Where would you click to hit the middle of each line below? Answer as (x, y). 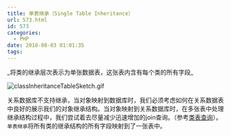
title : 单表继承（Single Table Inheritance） (70, 13)
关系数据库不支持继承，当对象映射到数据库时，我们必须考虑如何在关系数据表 (115, 100)
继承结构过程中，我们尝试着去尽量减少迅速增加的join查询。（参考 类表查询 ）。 (114, 117)
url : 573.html (27, 20)
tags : (15, 52)
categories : (24, 33)
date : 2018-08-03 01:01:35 (46, 45)
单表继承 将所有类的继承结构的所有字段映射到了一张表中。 (87, 126)
